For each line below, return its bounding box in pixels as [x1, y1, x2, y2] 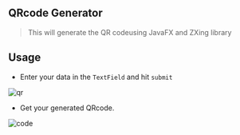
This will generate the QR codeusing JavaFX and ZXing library [27, 27, 232, 37]
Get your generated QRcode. [19, 103, 115, 113]
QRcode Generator [8, 6, 104, 20]
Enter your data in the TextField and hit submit [19, 72, 173, 81]
